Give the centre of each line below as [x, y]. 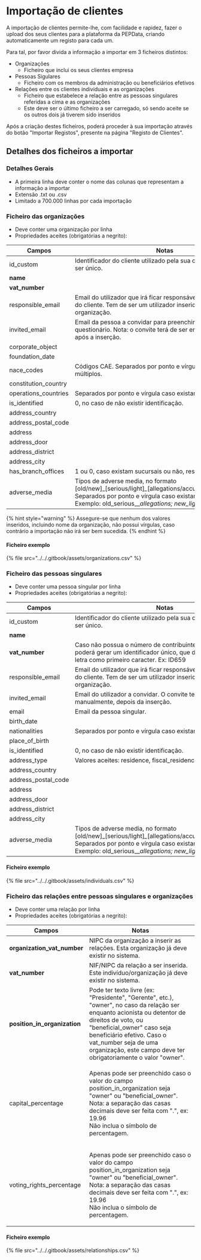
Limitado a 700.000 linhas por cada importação [73, 201]
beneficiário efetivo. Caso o [128, 1035]
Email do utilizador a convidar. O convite [131, 694]
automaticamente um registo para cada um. [60, 40]
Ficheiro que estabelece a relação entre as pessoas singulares [101, 95]
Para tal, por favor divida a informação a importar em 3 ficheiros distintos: [97, 52]
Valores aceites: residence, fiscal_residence [136, 760]
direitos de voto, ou [116, 1020]
